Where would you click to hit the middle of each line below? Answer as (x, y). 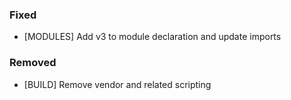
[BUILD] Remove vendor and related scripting (117, 84)
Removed (33, 63)
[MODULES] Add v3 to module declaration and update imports (152, 37)
